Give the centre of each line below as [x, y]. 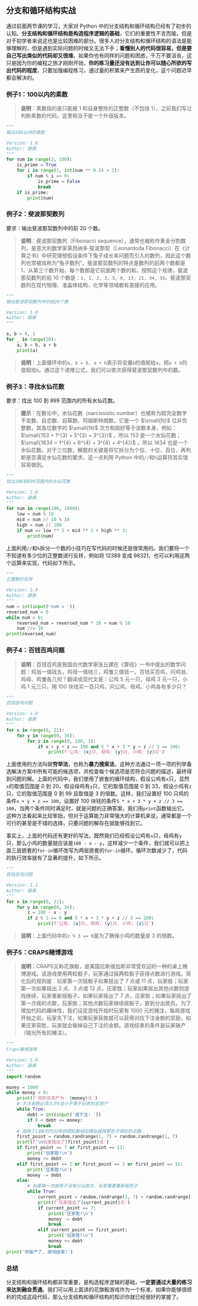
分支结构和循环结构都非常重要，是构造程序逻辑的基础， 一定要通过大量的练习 [99, 1282]
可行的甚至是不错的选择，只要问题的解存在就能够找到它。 [76, 823]
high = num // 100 [39, 525]
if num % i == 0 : [48, 176]
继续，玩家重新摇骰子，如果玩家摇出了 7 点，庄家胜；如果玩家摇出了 [109, 996]
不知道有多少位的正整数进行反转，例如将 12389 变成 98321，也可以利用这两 [98, 555]
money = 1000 [22, 1087]
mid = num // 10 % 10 [43, 520]
